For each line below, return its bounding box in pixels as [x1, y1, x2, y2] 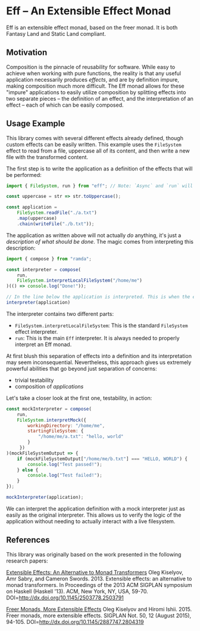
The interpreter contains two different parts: [6, 310, 114, 317]
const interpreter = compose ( [6, 266, 82, 272]
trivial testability [14, 377, 54, 384]
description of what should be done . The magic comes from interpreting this [6, 238, 193, 245]
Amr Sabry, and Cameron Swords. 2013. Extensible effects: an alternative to [6, 575, 192, 582]
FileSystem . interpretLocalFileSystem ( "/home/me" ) [17, 278, 143, 284]
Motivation [6, 48, 48, 58]
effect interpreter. [14, 328, 58, 335]
